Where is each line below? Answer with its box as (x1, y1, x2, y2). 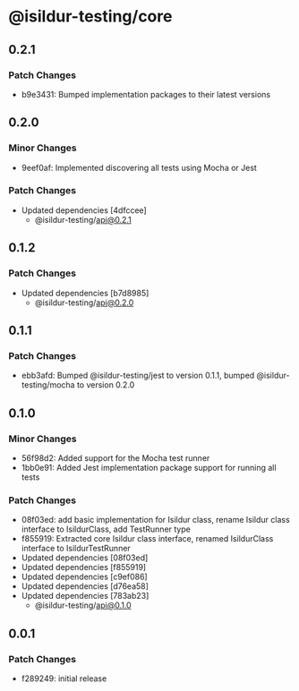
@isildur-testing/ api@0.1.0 (34, 600, 132, 610)
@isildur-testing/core (8, 6, 173, 27)
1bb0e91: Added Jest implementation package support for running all (21, 462, 277, 473)
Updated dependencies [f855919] (21, 562, 147, 573)
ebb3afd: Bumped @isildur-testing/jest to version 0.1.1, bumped (21, 370, 255, 381)
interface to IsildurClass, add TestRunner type (21, 524, 192, 534)
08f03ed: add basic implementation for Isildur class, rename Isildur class (21, 515, 290, 525)
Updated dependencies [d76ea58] (21, 581, 149, 592)
